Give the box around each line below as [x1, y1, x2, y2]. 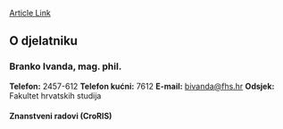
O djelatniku [9, 33, 79, 48]
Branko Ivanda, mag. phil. [9, 60, 122, 73]
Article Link [9, 8, 51, 18]
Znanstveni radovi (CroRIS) [9, 111, 112, 122]
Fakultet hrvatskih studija [9, 90, 102, 101]
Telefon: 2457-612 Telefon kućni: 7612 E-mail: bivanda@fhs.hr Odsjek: [9, 81, 275, 91]
